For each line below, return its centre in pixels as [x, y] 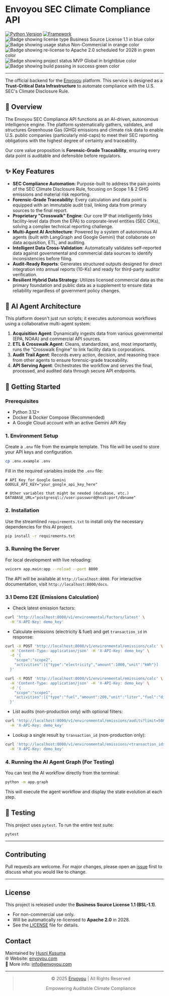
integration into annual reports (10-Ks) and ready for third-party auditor [86, 269]
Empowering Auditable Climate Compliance [91, 988]
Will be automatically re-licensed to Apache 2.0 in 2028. [71, 920]
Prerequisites [22, 401]
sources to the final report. [40, 210]
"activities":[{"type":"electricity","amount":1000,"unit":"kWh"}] [86, 665]
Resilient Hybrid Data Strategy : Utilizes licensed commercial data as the [88, 280]
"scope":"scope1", [33, 693]
